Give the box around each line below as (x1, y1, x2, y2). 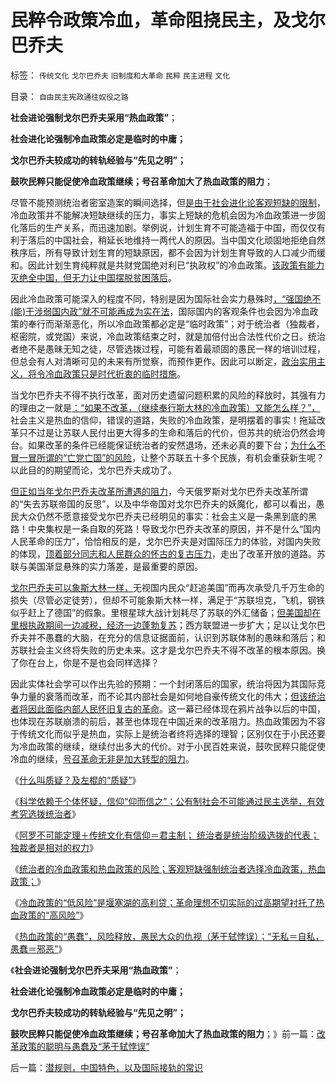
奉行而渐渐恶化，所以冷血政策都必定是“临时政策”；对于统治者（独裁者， (27, 317, 325, 330)
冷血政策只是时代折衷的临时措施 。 (44, 367, 186, 380)
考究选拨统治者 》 (10, 807, 81, 820)
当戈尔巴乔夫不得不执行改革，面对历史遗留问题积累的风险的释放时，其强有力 (10, 389, 326, 401)
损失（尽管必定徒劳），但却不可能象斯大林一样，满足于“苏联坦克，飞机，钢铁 (10, 594, 326, 606)
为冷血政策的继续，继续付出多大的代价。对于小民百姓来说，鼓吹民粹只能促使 (10, 740, 326, 752)
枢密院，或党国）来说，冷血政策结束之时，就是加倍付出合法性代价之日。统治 (10, 330, 326, 342)
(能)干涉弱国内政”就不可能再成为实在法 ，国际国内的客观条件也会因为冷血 (10, 305, 310, 317)
